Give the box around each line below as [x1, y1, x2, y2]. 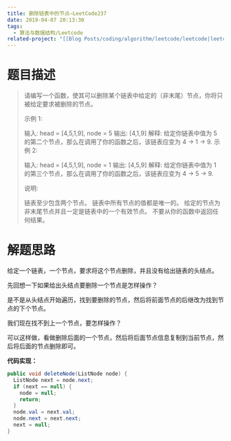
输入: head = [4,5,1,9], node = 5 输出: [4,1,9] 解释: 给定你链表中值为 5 [23, 129, 218, 137]
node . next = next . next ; [13, 415, 81, 422]
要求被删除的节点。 [42, 100, 97, 109]
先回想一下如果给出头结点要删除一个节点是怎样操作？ [7, 281, 158, 289]
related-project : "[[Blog [7, 36, 81, 43]
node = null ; [19, 389, 57, 396]
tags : [7, 23, 23, 30]
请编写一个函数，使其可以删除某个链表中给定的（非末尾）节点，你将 [23, 91, 217, 100]
